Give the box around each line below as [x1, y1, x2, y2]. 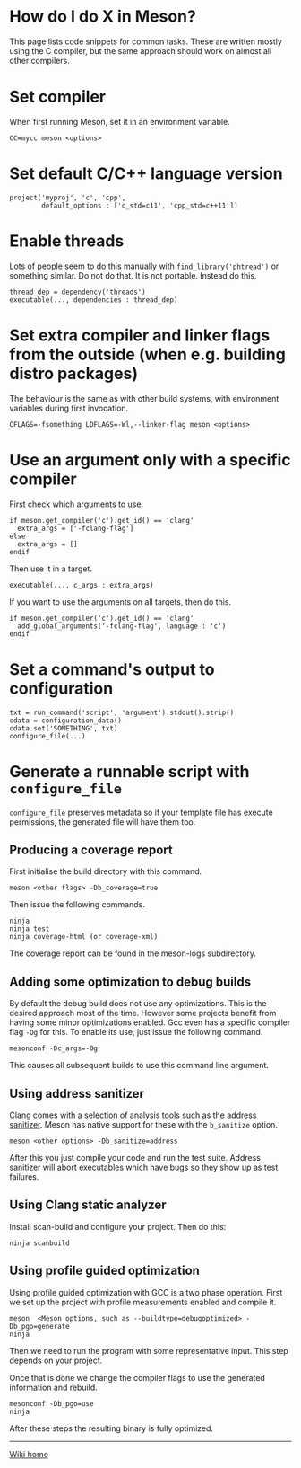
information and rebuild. [9, 1382, 99, 1393]
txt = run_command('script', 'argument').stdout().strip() [9, 708, 235, 717]
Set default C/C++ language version [9, 164, 284, 184]
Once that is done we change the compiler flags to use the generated [9, 1372, 266, 1383]
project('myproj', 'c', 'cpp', [9, 193, 126, 202]
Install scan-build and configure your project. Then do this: [9, 1221, 227, 1232]
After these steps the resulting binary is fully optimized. [9, 1422, 213, 1434]
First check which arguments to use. [9, 499, 144, 509]
